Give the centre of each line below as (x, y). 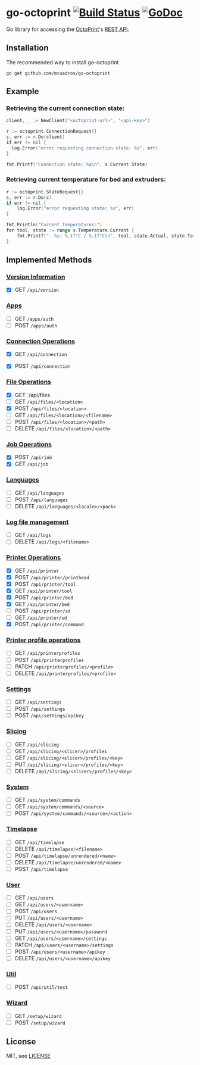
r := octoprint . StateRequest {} (45, 192)
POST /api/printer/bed (44, 597)
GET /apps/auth (34, 318)
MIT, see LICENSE (28, 1056)
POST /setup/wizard (40, 1022)
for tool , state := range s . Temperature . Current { (70, 230)
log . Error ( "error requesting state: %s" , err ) (76, 208)
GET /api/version (37, 290)
